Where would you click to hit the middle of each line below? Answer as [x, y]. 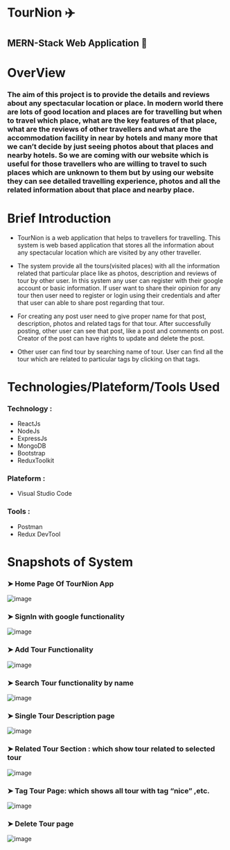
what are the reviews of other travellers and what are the [104, 129]
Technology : [30, 408]
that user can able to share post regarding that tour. [91, 302]
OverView [36, 72]
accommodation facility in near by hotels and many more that [113, 137]
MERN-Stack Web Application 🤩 [77, 43]
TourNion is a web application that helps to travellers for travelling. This [119, 237]
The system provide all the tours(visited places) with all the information [118, 266]
